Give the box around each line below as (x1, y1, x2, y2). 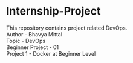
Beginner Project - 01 (6, 44, 59, 51)
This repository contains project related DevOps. (6, 24, 128, 31)
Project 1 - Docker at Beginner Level (6, 50, 96, 57)
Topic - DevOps (6, 37, 46, 44)
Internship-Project (6, 4, 101, 18)
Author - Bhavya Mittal (6, 30, 62, 38)
